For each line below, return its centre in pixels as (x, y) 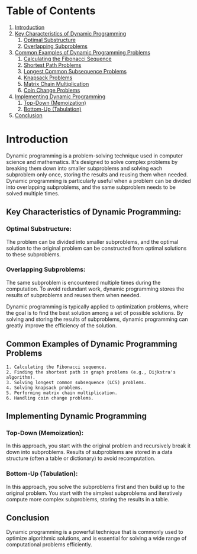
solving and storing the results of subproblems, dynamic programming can (97, 319)
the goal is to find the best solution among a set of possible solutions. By (95, 313)
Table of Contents (51, 11)
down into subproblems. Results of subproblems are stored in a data (89, 452)
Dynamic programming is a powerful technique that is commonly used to (95, 532)
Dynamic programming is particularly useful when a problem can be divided (98, 181)
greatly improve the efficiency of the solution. (62, 325)
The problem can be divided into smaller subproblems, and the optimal (92, 241)
